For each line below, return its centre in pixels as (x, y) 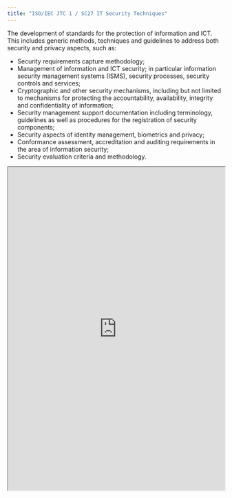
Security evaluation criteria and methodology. (82, 157)
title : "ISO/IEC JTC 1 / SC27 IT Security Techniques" (87, 13)
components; (36, 127)
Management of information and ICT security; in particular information (117, 68)
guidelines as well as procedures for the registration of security (107, 120)
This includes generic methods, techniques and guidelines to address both (113, 40)
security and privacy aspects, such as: (62, 48)
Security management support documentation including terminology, (115, 112)
